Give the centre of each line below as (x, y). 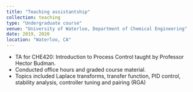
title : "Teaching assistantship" (48, 12)
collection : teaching (33, 17)
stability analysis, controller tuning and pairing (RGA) (80, 82)
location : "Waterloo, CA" (39, 40)
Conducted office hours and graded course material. (80, 69)
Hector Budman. (35, 63)
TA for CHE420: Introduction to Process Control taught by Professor (99, 57)
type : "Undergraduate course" (44, 23)
